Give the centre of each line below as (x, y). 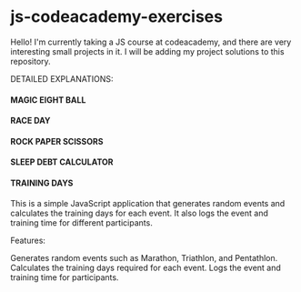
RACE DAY (30, 121)
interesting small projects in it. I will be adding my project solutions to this (147, 51)
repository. (30, 61)
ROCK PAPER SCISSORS (57, 141)
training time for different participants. (81, 222)
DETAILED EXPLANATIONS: (62, 78)
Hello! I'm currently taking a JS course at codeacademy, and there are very (151, 42)
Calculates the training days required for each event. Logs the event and (145, 267)
